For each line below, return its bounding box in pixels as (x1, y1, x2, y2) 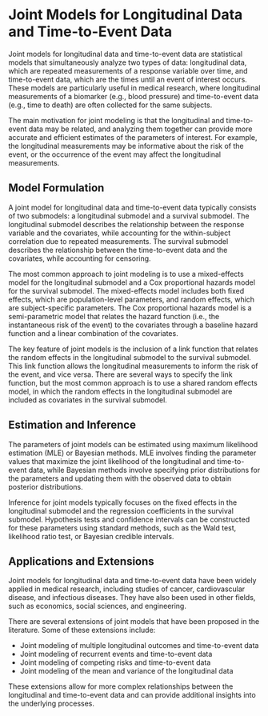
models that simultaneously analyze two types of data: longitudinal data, (8, 58, 247, 67)
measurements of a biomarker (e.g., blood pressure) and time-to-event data (8, 91, 258, 101)
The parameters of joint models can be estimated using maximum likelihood (8, 439, 258, 449)
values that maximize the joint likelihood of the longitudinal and (8, 456, 216, 466)
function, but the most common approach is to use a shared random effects (8, 378, 258, 387)
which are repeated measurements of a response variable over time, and (8, 66, 248, 75)
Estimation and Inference (8, 418, 136, 432)
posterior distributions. (8, 482, 84, 491)
